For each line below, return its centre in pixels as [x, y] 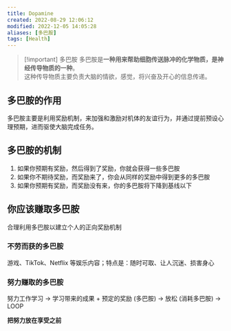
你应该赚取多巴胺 [43, 209]
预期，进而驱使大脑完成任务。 [55, 126]
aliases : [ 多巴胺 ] [32, 33]
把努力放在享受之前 [34, 321]
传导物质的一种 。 [54, 68]
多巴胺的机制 [34, 151]
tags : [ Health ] [29, 39]
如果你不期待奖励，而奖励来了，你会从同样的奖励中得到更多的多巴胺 [113, 176]
